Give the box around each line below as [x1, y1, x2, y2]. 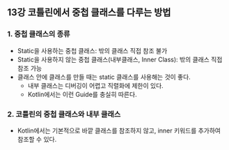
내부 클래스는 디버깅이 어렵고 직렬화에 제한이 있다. [27, 81, 164, 89]
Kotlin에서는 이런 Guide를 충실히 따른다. [27, 90, 137, 98]
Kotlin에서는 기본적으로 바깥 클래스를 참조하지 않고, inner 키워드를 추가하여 [17, 126, 221, 135]
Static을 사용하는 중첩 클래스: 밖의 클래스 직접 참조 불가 [17, 46, 168, 54]
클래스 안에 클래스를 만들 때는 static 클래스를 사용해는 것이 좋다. [17, 73, 191, 81]
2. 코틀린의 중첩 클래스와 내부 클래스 [7, 109, 121, 119]
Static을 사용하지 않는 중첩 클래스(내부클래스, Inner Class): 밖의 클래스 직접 [17, 55, 223, 63]
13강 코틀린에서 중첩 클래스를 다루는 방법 [7, 6, 171, 19]
